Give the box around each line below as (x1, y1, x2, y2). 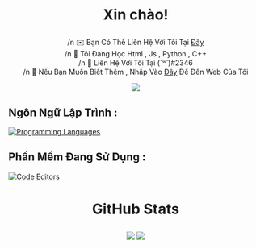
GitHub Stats (91, 200, 180, 218)
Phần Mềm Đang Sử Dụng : (8, 151, 146, 164)
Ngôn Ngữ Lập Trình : (8, 105, 118, 119)
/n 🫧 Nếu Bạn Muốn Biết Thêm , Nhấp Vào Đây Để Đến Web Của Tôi (23, 67, 249, 77)
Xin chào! (103, 6, 169, 24)
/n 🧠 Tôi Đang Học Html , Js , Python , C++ (64, 49, 208, 59)
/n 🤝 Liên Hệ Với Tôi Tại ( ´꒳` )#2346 (78, 58, 194, 68)
